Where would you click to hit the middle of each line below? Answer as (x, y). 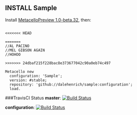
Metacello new (20, 71)
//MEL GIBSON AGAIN (25, 50)
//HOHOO (13, 54)
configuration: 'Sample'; (36, 76)
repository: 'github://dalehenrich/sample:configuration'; (71, 84)
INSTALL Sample (31, 8)
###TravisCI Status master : (33, 98)
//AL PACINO (17, 46)
